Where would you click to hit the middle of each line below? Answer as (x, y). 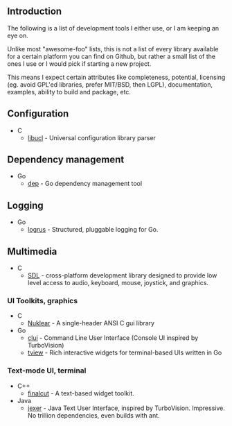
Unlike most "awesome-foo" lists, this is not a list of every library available (113, 49)
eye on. (18, 35)
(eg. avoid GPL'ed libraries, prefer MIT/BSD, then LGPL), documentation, (110, 84)
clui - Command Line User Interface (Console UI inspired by (113, 338)
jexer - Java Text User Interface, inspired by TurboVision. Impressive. (126, 408)
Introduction (35, 11)
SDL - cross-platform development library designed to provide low (122, 275)
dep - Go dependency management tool (85, 184)
